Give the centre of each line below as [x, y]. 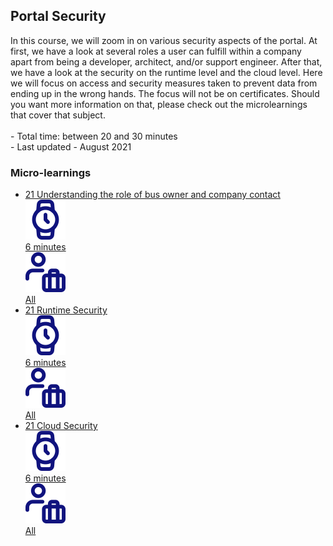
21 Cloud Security [61, 426]
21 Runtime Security [66, 310]
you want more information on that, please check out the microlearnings [159, 104]
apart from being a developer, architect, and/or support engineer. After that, [166, 61]
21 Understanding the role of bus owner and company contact [152, 195]
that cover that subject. [58, 115]
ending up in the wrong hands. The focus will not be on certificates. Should [165, 93]
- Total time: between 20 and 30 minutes [94, 136]
